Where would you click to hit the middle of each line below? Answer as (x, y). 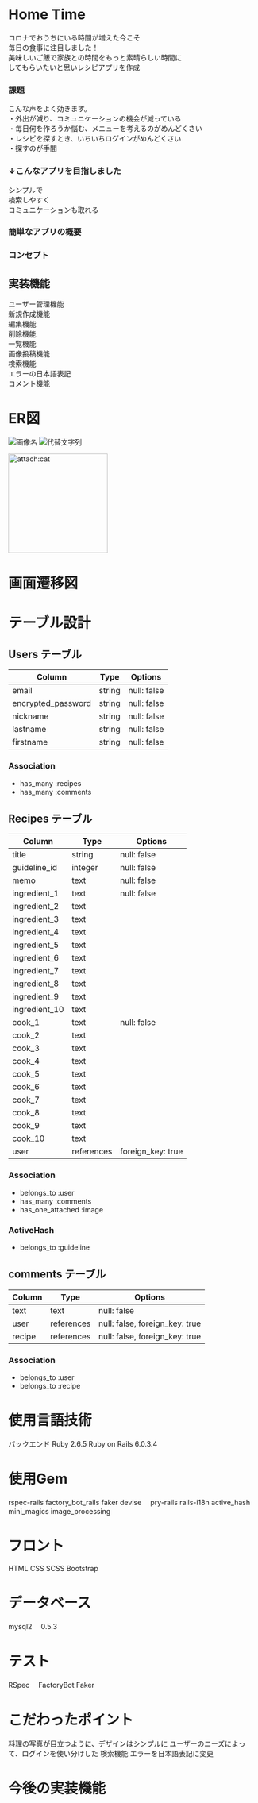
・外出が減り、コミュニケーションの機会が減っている (95, 119)
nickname (31, 716)
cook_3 (26, 1048)
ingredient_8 (36, 984)
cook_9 (26, 1126)
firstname (30, 742)
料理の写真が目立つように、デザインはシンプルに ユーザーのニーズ (117, 1743)
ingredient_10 (38, 1010)
